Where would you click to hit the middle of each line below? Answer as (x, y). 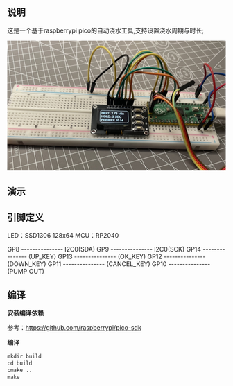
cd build (20, 363)
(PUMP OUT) (26, 272)
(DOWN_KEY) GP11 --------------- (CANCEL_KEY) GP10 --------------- (109, 264)
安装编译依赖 (25, 313)
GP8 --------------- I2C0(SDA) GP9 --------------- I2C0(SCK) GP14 (104, 249)
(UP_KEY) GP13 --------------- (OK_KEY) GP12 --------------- (117, 257)
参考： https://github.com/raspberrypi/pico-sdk (75, 328)
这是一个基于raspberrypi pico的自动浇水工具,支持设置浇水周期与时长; (106, 30)
